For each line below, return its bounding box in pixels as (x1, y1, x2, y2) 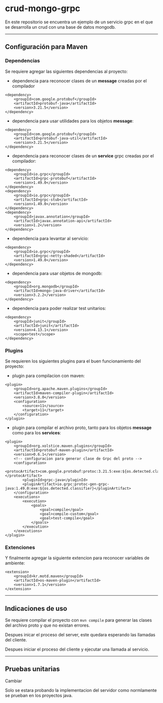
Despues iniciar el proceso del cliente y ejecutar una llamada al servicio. (5, 647, 149, 652)
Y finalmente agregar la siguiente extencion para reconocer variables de (5, 555, 149, 561)
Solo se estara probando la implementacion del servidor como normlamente (5, 687, 157, 693)
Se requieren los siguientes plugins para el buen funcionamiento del (5, 358, 141, 364)
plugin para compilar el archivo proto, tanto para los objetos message (12, 425, 152, 430)
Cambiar (5, 678, 22, 684)
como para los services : (12, 429, 62, 435)
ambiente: (5, 560, 25, 566)
